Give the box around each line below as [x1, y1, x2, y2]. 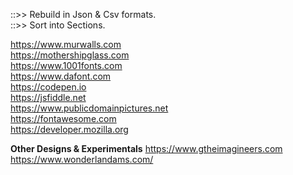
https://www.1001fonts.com [10, 60, 123, 71]
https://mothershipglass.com [10, 49, 130, 61]
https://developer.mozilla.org [10, 124, 129, 135]
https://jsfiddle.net [10, 92, 87, 103]
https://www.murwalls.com [10, 39, 122, 50]
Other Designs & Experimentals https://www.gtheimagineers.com [10, 143, 283, 154]
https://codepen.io [10, 81, 87, 93]
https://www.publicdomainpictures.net [10, 102, 169, 114]
